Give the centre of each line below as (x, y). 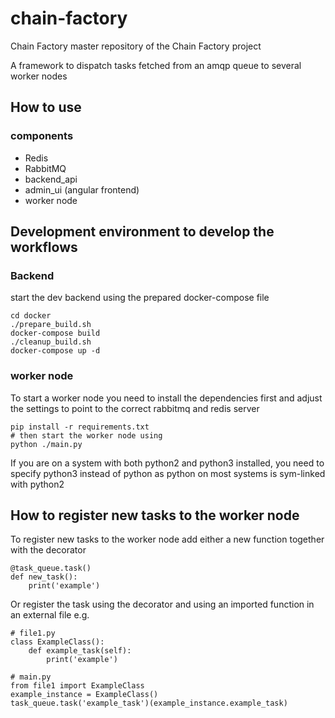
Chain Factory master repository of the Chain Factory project (136, 46)
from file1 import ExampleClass (77, 686)
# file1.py (33, 633)
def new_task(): (44, 577)
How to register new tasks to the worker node (155, 515)
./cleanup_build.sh (51, 342)
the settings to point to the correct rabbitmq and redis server (135, 408)
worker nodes (39, 76)
